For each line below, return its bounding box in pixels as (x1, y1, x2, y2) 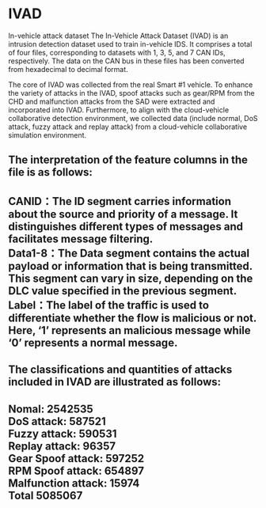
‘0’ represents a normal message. (8, 336, 178, 349)
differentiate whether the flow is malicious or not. (8, 311, 257, 324)
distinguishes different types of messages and (8, 219, 244, 233)
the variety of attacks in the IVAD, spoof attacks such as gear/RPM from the (8, 88, 255, 97)
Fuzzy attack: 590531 (8, 426, 117, 440)
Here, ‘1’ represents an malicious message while (8, 324, 251, 337)
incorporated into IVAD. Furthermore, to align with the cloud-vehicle (8, 104, 230, 115)
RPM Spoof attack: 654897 (8, 464, 145, 477)
